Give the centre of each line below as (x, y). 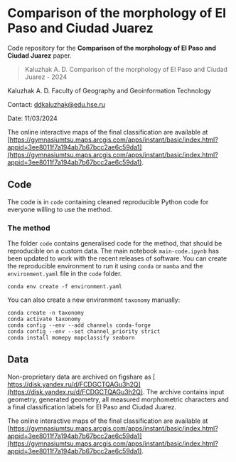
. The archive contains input (183, 392)
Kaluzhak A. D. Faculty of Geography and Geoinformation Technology (109, 90)
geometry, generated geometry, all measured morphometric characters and (118, 399)
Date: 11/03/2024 (33, 118)
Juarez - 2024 (46, 77)
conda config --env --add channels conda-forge (79, 325)
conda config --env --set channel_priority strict (84, 332)
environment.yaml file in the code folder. (65, 274)
